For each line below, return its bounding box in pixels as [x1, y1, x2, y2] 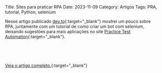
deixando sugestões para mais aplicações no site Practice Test [5, 29, 131, 34]
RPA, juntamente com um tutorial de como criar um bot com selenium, [5, 24, 145, 29]
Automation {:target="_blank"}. [5, 34, 66, 39]
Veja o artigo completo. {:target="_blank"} [5, 62, 88, 68]
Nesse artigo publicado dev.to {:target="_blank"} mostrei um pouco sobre [5, 19, 151, 24]
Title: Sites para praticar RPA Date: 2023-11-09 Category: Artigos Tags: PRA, [5, 4, 157, 10]
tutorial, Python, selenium [5, 9, 56, 15]
